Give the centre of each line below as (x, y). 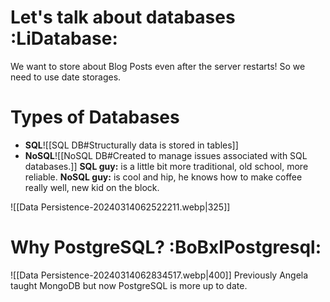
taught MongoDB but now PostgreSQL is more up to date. (129, 285)
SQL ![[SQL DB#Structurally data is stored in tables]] (131, 145)
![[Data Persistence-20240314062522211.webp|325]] (120, 207)
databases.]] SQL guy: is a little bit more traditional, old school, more (166, 166)
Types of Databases (95, 117)
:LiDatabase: (64, 38)
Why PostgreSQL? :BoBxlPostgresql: (166, 247)
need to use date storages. (66, 77)
